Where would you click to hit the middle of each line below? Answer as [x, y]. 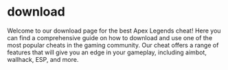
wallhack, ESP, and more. [43, 59]
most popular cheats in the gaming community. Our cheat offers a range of [113, 45]
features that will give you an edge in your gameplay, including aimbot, [107, 52]
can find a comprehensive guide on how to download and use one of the [110, 37]
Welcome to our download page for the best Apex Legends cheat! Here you [114, 31]
